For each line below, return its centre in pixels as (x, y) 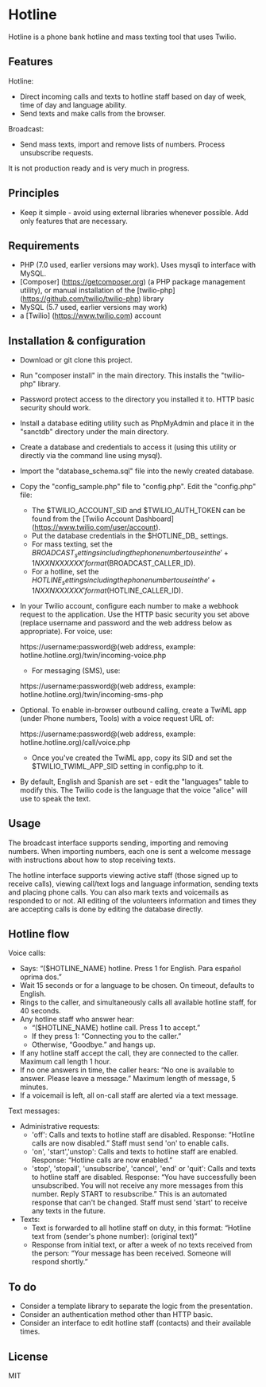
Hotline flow (39, 934)
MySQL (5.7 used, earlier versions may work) (94, 308)
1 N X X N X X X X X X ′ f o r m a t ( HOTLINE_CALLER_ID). (108, 590)
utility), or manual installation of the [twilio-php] (98, 290)
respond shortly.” (60, 1262)
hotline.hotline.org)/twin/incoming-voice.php (93, 655)
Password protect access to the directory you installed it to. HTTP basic (137, 399)
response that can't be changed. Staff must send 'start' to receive (139, 1203)
